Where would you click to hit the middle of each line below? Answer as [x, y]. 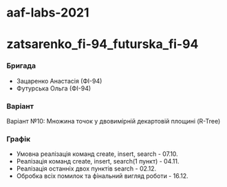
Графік [19, 139]
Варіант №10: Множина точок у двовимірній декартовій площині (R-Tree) [113, 121]
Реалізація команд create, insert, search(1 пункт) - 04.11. [98, 161]
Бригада [21, 66]
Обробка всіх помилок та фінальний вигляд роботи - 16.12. [102, 176]
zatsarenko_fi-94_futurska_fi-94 [102, 45]
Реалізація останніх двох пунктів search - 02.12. [86, 169]
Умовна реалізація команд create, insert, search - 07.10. [97, 154]
